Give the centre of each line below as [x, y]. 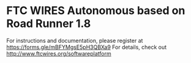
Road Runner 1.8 [49, 24]
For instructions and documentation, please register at [75, 40]
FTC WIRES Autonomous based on [96, 11]
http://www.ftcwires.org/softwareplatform [59, 53]
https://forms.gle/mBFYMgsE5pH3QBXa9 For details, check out [87, 47]
